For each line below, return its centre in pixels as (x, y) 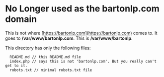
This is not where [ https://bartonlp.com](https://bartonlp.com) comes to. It (81, 33)
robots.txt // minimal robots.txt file (51, 70)
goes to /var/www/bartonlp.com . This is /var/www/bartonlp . (69, 38)
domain (21, 19)
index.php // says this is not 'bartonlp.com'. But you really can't (83, 61)
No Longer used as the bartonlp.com (82, 9)
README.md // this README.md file (45, 57)
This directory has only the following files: (48, 48)
